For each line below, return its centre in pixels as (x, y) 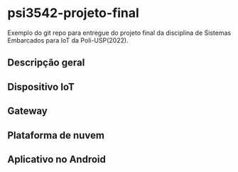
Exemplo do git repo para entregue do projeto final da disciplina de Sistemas (119, 33)
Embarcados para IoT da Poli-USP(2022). (68, 40)
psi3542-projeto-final (74, 13)
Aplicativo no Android (57, 159)
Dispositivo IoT (41, 87)
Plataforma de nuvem (56, 135)
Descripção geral (46, 63)
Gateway (27, 111)
